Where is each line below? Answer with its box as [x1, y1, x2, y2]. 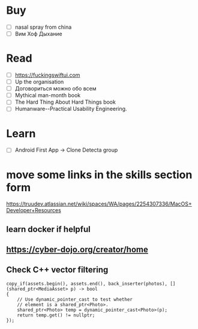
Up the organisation [14, 79, 64, 86]
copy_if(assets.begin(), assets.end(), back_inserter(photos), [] [6, 280, 176, 286]
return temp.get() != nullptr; [17, 312, 95, 318]
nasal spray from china [14, 23, 72, 31]
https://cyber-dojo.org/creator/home [6, 245, 148, 255]
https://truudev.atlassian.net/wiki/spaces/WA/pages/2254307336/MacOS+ [6, 200, 192, 207]
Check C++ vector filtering [6, 265, 109, 275]
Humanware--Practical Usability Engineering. [14, 105, 127, 113]
